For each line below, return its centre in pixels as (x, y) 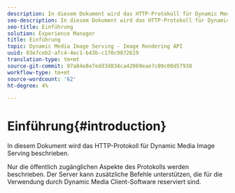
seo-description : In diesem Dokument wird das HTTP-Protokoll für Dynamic (119, 20)
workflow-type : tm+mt (39, 72)
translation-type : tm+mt (43, 60)
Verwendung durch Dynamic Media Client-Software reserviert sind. (104, 182)
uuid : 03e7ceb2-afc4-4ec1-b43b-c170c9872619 (73, 53)
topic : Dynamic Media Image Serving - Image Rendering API (95, 46)
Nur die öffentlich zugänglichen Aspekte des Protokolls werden (98, 167)
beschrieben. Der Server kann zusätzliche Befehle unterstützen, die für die (115, 174)
